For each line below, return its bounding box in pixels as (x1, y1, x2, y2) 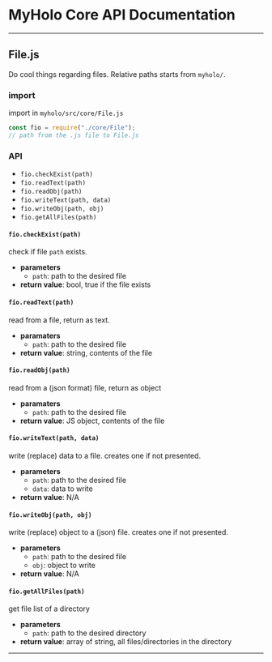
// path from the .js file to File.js (8, 131, 139, 139)
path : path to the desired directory (32, 628, 147, 638)
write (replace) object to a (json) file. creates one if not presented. (8, 527, 229, 537)
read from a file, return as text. (8, 314, 111, 325)
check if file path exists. (8, 247, 87, 257)
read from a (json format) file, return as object (8, 382, 162, 392)
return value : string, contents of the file (19, 348, 152, 357)
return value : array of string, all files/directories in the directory (19, 637, 232, 647)
